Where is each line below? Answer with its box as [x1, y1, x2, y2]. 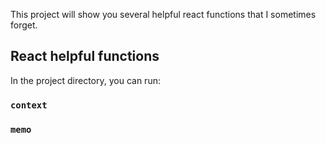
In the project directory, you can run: [10, 74, 161, 86]
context [10, 99, 48, 111]
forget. [10, 19, 38, 31]
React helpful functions [10, 48, 160, 65]
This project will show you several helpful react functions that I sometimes [10, 9, 317, 20]
